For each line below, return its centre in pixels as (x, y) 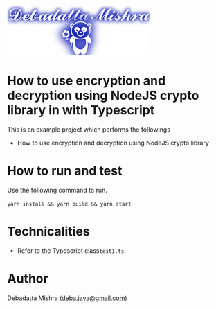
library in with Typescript (81, 111)
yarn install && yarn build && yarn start (69, 204)
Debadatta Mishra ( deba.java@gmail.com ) (67, 298)
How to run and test (65, 171)
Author (28, 279)
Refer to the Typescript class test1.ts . (72, 250)
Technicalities (48, 232)
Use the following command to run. (57, 190)
